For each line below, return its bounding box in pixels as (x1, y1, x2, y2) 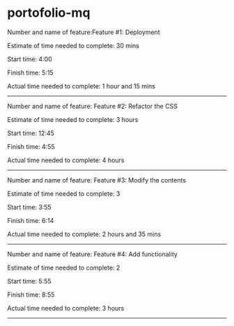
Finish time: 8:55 (7, 290, 55, 299)
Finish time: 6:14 (7, 216, 54, 224)
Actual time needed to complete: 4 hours (7, 155, 125, 164)
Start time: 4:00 (7, 54, 52, 63)
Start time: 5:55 (7, 277, 52, 285)
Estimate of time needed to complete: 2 (7, 263, 120, 272)
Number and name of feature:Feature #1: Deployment (7, 28, 160, 36)
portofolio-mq (7, 5, 91, 21)
